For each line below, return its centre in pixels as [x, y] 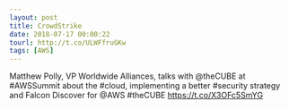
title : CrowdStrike [46, 26]
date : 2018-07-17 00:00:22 [60, 34]
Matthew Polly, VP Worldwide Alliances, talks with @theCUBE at [127, 76]
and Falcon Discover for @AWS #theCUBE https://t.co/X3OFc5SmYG [136, 96]
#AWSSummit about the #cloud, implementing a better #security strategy [145, 86]
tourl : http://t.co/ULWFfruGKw [68, 42]
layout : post [34, 17]
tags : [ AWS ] [31, 51]
